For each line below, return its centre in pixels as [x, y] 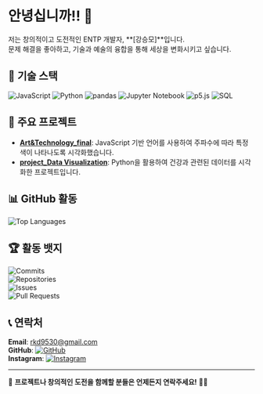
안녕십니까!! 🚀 [50, 16]
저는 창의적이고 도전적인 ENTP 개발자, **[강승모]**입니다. [97, 39]
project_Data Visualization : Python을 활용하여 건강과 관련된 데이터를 [128, 162]
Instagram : [26, 358]
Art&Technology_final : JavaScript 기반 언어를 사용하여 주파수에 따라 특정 [134, 143]
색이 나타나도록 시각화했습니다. [67, 152]
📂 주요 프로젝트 [42, 122]
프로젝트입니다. [57, 172]
